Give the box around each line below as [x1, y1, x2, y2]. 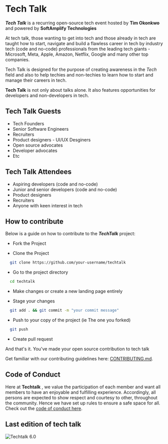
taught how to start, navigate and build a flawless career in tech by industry [5, 40, 163, 46]
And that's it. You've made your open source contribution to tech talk [5, 346, 150, 352]
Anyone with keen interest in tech [12, 202, 83, 208]
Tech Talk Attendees [5, 168, 72, 176]
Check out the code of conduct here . [5, 405, 83, 411]
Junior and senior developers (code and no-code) [12, 186, 117, 193]
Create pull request [12, 336, 53, 342]
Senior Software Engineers [12, 126, 69, 132]
